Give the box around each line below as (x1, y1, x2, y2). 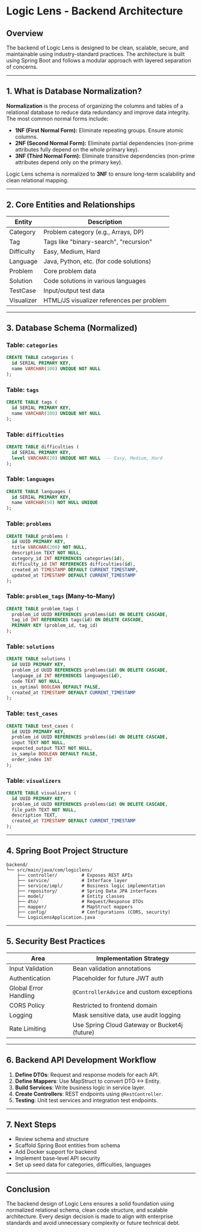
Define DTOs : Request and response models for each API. (14, 1071, 159, 1078)
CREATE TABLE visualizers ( (6, 789, 77, 796)
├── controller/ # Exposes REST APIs (17, 872, 133, 878)
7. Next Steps (6, 1120, 57, 1130)
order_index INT (11, 756, 52, 762)
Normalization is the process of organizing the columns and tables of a (6, 102, 183, 109)
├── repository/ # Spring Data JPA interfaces (17, 888, 158, 894)
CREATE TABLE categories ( (6, 355, 74, 361)
